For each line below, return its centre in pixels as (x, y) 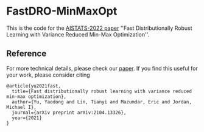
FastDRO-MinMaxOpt (62, 11)
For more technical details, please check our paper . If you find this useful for (102, 68)
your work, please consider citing (48, 75)
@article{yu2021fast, (34, 86)
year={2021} (27, 118)
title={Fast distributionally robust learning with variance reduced (102, 91)
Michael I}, (21, 107)
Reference (26, 54)
